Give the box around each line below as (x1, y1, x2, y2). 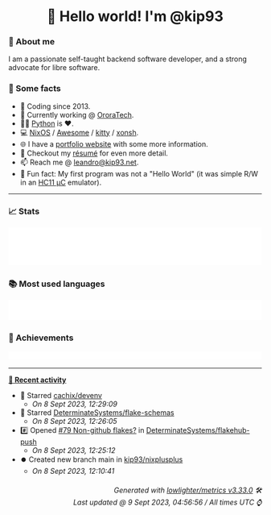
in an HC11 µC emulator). (19, 177, 102, 187)
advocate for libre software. (8, 63, 101, 73)
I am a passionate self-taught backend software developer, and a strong (8, 54, 248, 64)
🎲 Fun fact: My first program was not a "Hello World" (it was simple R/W (19, 168, 259, 178)
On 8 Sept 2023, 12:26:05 (31, 417, 118, 426)
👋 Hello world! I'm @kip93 (47, 7, 224, 26)
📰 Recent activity (8, 375, 67, 385)
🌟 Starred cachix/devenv (19, 391, 103, 401)
